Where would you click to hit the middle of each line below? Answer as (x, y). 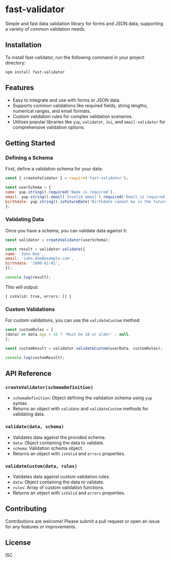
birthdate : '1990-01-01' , (33, 263)
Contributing (26, 509)
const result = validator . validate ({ (45, 249)
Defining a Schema (29, 158)
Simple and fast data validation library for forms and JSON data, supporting (84, 23)
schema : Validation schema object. (48, 448)
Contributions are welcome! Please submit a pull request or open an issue (83, 521)
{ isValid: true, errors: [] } (38, 296)
